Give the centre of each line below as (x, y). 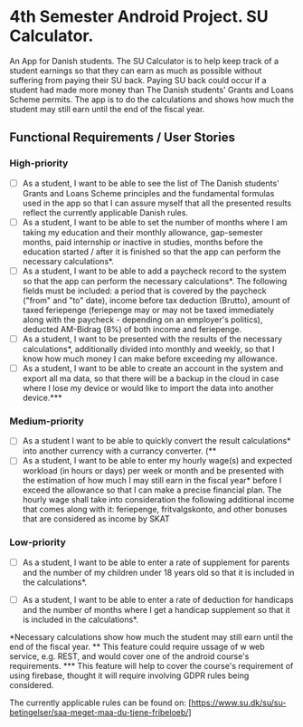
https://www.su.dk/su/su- (239, 703)
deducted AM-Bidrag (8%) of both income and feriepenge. (132, 329)
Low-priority (38, 542)
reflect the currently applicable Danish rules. (105, 212)
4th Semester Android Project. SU (139, 17)
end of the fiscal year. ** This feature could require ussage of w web (137, 646)
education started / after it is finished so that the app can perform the (151, 252)
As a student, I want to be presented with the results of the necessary (152, 339)
